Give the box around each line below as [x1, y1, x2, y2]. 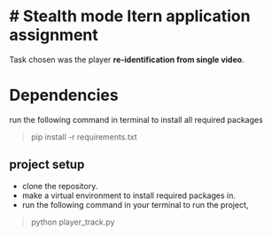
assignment [9, 25, 99, 45]
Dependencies [9, 86, 119, 105]
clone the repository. [21, 180, 98, 191]
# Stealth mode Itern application [9, 6, 251, 27]
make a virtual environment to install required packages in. [21, 190, 237, 201]
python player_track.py [30, 217, 115, 227]
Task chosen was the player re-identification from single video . [9, 54, 245, 65]
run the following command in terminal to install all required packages [9, 114, 263, 125]
